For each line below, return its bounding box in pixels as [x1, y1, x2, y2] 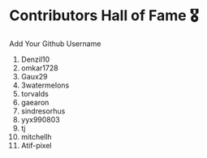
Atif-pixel [20, 140, 52, 150]
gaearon [20, 97, 50, 107]
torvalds [20, 88, 50, 98]
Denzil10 [20, 54, 50, 64]
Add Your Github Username [9, 38, 101, 49]
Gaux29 [20, 71, 48, 81]
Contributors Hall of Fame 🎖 [9, 6, 199, 25]
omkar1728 [20, 62, 59, 73]
